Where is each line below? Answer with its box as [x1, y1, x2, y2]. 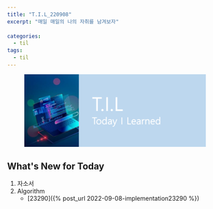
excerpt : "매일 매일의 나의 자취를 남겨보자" [7, 18, 119, 25]
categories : [7, 33, 41, 40]
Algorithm [16, 187, 45, 195]
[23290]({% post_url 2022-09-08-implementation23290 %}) [27, 195, 200, 203]
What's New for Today [7, 161, 105, 172]
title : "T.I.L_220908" [7, 11, 72, 18]
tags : [7, 47, 23, 54]
